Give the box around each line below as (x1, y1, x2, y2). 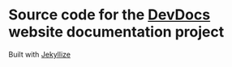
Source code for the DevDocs (8, 6, 211, 24)
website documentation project (8, 23, 225, 41)
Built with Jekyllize (8, 49, 71, 59)
